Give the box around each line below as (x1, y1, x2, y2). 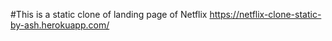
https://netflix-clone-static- (209, 9, 322, 20)
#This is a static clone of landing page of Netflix (10, 9, 208, 20)
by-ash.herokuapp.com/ (10, 19, 110, 31)
